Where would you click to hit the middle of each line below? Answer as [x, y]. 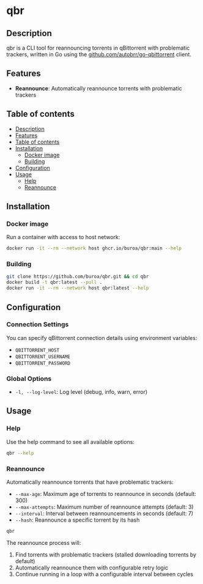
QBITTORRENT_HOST [37, 350]
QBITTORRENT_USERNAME [42, 357]
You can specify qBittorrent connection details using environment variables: [102, 338]
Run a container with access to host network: [63, 237]
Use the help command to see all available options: [70, 442]
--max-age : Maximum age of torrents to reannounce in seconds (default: [106, 493]
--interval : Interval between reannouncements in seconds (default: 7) [104, 513]
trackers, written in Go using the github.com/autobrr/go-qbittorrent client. [99, 54]
